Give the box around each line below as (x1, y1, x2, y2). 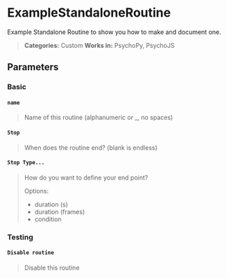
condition (34, 215, 62, 223)
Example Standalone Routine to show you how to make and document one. (7, 28, 221, 36)
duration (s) (34, 200, 68, 209)
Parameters (7, 61, 59, 73)
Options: (24, 186, 49, 195)
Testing (7, 232, 33, 242)
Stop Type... (7, 159, 45, 166)
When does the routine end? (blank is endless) (24, 144, 158, 152)
